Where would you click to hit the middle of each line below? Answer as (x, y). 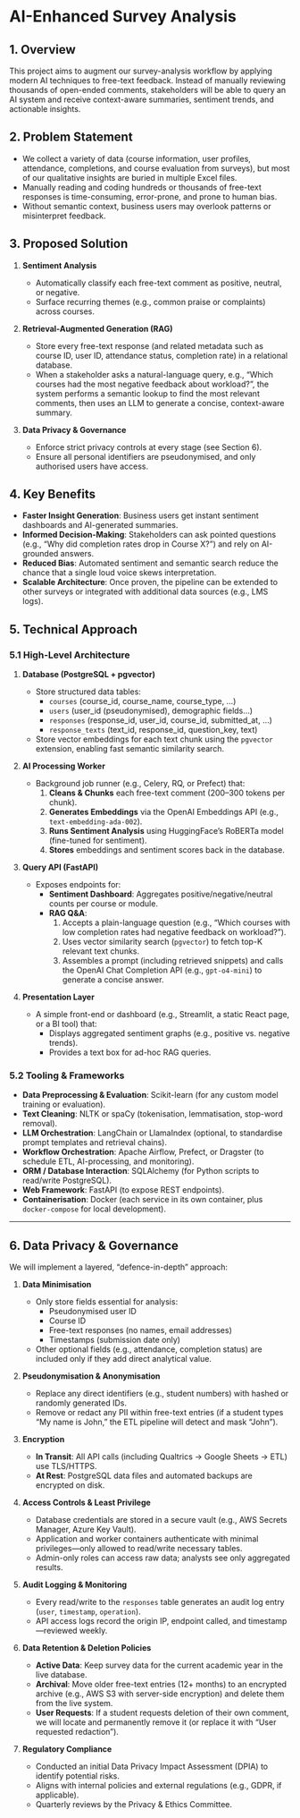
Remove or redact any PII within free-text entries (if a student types (159, 1413)
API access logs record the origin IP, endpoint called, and (141, 1621)
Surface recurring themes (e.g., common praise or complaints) (150, 302)
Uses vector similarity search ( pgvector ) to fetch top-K (162, 942)
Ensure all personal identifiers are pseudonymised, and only (146, 456)
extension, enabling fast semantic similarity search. (130, 749)
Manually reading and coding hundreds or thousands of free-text (142, 187)
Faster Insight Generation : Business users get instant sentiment (140, 515)
